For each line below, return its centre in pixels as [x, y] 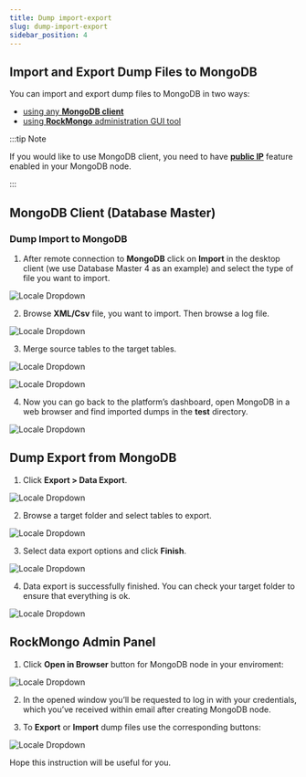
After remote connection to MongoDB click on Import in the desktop [151, 258]
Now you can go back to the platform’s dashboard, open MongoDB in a [156, 402]
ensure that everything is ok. [76, 595]
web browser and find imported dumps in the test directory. [135, 411]
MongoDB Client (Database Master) [113, 212]
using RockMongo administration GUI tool [101, 121]
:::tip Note [28, 139]
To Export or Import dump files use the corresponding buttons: [142, 727]
